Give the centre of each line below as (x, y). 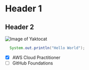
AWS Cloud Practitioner (36, 57)
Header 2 (20, 27)
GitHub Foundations (33, 63)
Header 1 (23, 9)
